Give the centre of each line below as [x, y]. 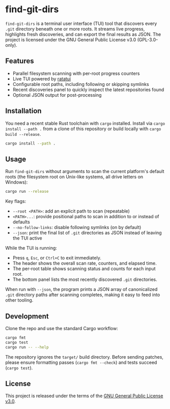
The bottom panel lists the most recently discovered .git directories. [85, 280]
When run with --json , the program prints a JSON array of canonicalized [81, 289]
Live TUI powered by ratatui [42, 79]
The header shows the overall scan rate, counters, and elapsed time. [84, 264]
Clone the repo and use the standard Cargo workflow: [62, 328]
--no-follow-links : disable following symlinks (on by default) [77, 227]
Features [20, 61]
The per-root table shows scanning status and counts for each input [84, 269]
